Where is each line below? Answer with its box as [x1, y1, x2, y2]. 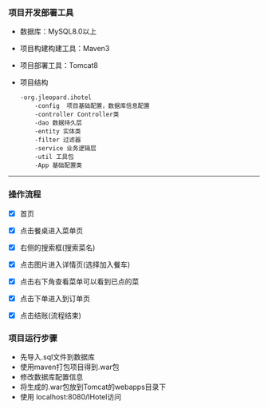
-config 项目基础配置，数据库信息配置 [34, 102, 150, 110]
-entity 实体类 [34, 128, 81, 136]
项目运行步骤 [8, 332, 58, 343]
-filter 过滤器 [34, 136, 81, 145]
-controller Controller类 [34, 110, 120, 119]
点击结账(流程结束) [19, 310, 81, 320]
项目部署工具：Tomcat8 [19, 61, 98, 70]
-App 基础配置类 [34, 161, 82, 169]
